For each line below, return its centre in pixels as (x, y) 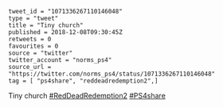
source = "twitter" (41, 53)
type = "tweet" (33, 18)
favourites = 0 (33, 46)
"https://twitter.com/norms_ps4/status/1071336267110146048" (112, 74)
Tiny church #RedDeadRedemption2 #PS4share (87, 96)
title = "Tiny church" (46, 25)
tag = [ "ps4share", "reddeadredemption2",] (83, 81)
